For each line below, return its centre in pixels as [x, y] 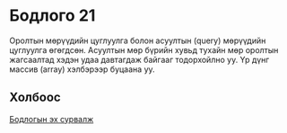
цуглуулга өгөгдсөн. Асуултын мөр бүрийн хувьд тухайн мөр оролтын [144, 49]
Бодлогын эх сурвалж [52, 119]
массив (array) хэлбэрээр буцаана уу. [82, 69]
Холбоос [35, 98]
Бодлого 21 [52, 16]
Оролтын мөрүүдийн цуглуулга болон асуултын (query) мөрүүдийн [138, 40]
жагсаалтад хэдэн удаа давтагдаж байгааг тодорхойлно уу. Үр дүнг [139, 59]
